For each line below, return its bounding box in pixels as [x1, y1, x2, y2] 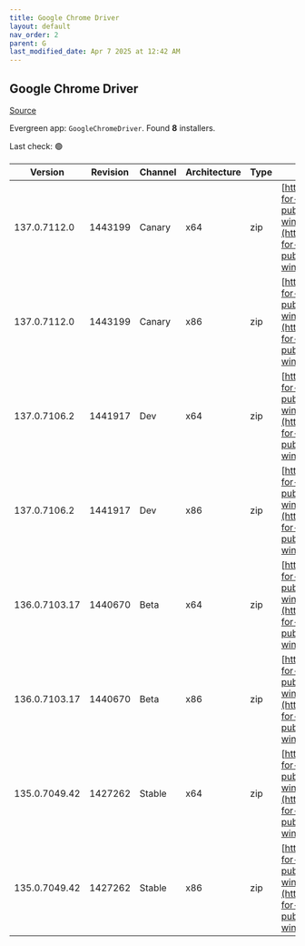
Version [30, 166, 65, 178]
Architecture [185, 166, 242, 178]
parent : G [9, 38, 47, 48]
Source [9, 105, 36, 116]
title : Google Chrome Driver [9, 13, 120, 23]
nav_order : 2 [9, 30, 59, 39]
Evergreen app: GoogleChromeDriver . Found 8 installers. [9, 122, 216, 133]
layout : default [9, 22, 71, 31]
